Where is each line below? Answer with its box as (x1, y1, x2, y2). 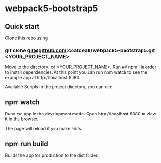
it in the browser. (5, 116, 39, 122)
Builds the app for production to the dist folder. (5, 152, 99, 158)
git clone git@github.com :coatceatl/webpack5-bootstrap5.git (5, 47, 155, 54)
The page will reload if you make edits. (5, 126, 83, 131)
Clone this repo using (5, 35, 48, 41)
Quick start (5, 22, 40, 31)
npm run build (5, 139, 49, 148)
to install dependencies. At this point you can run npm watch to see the (5, 69, 147, 75)
